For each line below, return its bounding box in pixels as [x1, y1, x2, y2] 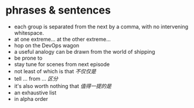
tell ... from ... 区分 [14, 75, 58, 82]
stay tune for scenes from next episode [14, 60, 110, 68]
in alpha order [14, 95, 48, 102]
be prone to [14, 54, 42, 61]
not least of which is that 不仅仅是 [14, 67, 97, 74]
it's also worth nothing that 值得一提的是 [14, 82, 112, 89]
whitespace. [14, 29, 44, 36]
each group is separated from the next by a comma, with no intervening [14, 23, 189, 30]
